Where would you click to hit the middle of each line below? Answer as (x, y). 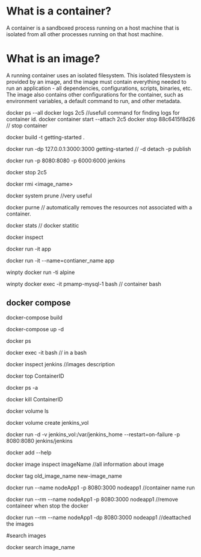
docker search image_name (41, 547)
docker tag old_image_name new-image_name (64, 476)
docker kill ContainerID (35, 399)
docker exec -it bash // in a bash (47, 352)
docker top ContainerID (35, 376)
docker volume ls (28, 411)
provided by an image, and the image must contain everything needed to (96, 81)
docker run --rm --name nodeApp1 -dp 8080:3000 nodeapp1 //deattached (99, 517)
